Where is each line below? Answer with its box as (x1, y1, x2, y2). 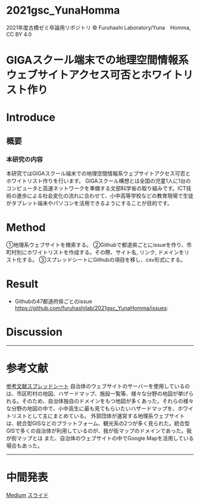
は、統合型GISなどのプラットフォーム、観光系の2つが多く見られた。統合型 (6, 420, 190, 427)
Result (6, 277, 39, 291)
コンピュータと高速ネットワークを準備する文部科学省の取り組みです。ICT (6, 185, 186, 192)
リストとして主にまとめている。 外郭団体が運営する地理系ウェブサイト (11, 412, 185, 420)
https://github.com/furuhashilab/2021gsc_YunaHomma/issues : (14, 304, 168, 311)
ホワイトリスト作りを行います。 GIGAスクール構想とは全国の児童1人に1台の (6, 177, 191, 184)
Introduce (6, 111, 55, 124)
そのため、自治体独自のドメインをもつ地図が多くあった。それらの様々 (21, 397, 194, 405)
